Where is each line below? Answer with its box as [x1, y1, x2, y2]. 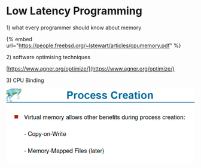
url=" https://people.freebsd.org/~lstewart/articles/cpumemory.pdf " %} [6, 42, 181, 49]
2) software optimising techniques [6, 53, 91, 60]
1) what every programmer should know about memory [6, 24, 142, 31]
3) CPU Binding [6, 77, 44, 84]
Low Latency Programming [6, 4, 142, 18]
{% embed [6, 35, 33, 42]
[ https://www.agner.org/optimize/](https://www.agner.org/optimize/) [6, 65, 175, 72]
